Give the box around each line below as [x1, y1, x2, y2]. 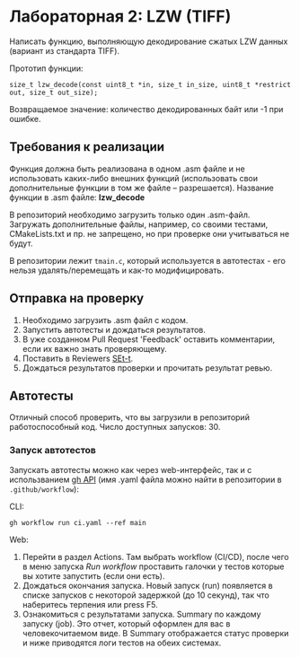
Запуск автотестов [9, 444, 97, 457]
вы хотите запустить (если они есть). [22, 570, 165, 581]
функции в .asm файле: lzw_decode [9, 191, 146, 203]
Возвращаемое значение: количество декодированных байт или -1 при [9, 103, 284, 114]
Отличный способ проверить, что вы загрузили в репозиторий [9, 412, 250, 423]
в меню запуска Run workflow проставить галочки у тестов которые [22, 561, 285, 572]
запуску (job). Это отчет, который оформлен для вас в [22, 618, 231, 629]
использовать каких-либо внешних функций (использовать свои [9, 172, 259, 183]
